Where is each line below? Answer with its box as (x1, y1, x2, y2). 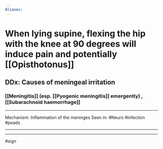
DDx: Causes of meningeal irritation (5, 78, 115, 86)
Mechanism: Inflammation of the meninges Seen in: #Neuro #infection (5, 115, 146, 120)
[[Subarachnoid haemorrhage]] (5, 99, 81, 106)
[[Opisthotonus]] (5, 59, 74, 70)
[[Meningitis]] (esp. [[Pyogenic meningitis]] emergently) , (5, 93, 143, 99)
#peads (5, 119, 20, 125)
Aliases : (5, 7, 23, 12)
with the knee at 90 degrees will (5, 38, 137, 49)
